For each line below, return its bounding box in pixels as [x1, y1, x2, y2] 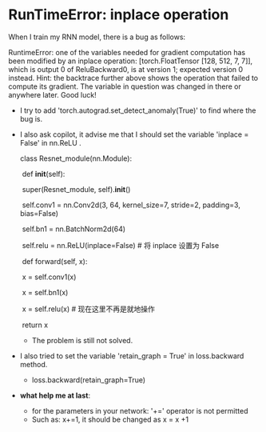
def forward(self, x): [22, 256, 88, 266]
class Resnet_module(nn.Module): [19, 154, 133, 163]
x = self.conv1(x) [22, 272, 77, 282]
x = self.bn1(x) [22, 287, 69, 297]
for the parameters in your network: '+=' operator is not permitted [31, 406, 248, 415]
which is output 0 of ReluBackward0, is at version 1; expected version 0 [8, 64, 244, 74]
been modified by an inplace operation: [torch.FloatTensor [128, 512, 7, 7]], [8, 56, 253, 66]
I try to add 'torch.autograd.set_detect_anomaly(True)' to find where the [19, 106, 256, 115]
